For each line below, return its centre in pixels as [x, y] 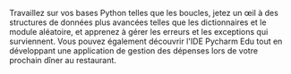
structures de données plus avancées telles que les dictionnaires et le [138, 22]
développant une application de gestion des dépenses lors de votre [133, 51]
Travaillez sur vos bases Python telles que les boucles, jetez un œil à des [144, 13]
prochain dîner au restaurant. [63, 60]
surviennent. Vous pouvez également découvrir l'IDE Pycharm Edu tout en [146, 41]
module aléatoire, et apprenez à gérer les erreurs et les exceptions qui [139, 32]
